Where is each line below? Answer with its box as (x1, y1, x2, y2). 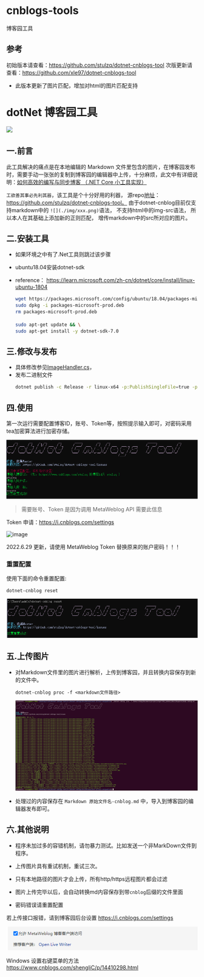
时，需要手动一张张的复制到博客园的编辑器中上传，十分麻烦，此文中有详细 (6, 171, 192, 178)
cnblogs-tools (6, 4, 79, 18)
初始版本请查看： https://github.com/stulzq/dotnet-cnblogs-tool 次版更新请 (6, 61, 193, 69)
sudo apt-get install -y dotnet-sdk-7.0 (15, 328, 119, 334)
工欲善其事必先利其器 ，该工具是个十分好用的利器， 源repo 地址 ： (6, 191, 161, 198)
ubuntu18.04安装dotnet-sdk (15, 264, 85, 271)
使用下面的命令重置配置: (6, 575, 67, 582)
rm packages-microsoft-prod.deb (15, 309, 97, 315)
